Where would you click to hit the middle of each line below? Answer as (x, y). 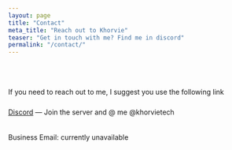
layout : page (29, 15)
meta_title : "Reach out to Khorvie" (68, 30)
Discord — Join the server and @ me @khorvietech (91, 112)
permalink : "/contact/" (47, 45)
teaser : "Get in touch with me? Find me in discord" (96, 37)
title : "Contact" (37, 23)
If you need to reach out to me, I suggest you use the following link (116, 92)
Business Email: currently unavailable (68, 137)
